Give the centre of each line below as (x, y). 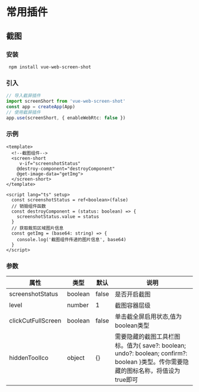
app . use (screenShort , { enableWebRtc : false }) (66, 118)
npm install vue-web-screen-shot (50, 67)
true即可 (126, 380)
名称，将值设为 (159, 371)
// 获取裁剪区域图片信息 (38, 228)
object (76, 358)
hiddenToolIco (29, 358)
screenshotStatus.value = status (58, 216)
